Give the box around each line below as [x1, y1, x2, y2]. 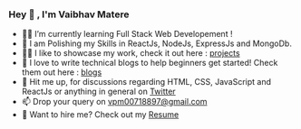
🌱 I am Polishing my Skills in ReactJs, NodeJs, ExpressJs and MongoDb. [21, 38, 292, 49]
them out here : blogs [21, 67, 102, 78]
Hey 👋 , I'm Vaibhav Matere [8, 8, 130, 21]
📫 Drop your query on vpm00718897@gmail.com [21, 97, 208, 107]
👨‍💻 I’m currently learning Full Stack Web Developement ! [21, 29, 233, 40]
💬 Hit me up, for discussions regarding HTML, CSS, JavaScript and [21, 77, 272, 88]
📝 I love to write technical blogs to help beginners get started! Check [21, 58, 278, 69]
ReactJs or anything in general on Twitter [21, 86, 176, 97]
